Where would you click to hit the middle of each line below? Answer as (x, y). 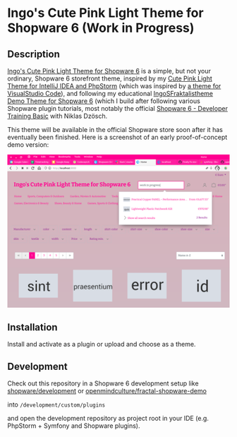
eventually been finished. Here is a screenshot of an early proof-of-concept (117, 137)
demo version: (28, 145)
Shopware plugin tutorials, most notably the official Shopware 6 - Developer (117, 108)
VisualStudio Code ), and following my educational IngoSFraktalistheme (110, 94)
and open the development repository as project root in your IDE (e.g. (108, 419)
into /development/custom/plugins (56, 405)
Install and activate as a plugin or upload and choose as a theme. (102, 345)
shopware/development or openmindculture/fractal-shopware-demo (107, 391)
